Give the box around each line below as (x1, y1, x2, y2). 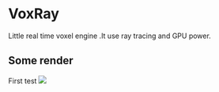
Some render (8, 54, 74, 67)
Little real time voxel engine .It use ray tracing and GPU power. (8, 31, 211, 40)
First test (8, 76, 37, 86)
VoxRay (8, 5, 59, 23)
